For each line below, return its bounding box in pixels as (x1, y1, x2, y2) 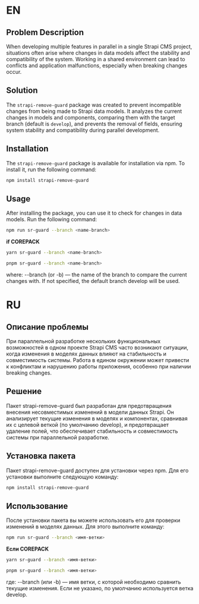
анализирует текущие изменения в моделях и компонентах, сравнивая (6, 414, 188, 422)
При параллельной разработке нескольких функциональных (6, 337, 161, 345)
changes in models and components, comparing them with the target (6, 114, 175, 121)
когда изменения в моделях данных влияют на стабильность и (6, 350, 167, 357)
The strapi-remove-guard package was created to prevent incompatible (6, 101, 181, 108)
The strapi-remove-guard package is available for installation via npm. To (6, 159, 185, 166)
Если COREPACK (6, 545, 49, 553)
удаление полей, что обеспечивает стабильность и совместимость (6, 427, 178, 435)
